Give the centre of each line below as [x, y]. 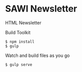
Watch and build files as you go [37, 55]
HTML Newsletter [23, 23]
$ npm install [20, 42]
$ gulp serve [19, 64]
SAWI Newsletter [41, 9]
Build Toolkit [18, 32]
